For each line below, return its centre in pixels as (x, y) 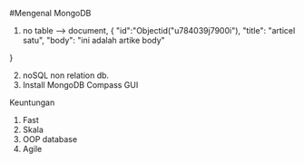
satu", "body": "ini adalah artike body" (93, 40)
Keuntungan (32, 102)
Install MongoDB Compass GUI (80, 85)
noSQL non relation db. (66, 75)
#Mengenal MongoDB (50, 13)
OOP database (50, 139)
